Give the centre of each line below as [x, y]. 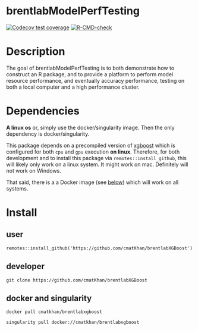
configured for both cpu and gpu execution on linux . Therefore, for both [93, 152]
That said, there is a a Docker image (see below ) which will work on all [92, 182]
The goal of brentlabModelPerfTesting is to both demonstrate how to [90, 68]
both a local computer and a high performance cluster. [73, 87]
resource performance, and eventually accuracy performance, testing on [95, 80]
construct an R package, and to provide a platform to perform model [90, 74]
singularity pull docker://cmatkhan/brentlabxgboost [73, 323]
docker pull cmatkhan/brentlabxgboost [54, 312]
